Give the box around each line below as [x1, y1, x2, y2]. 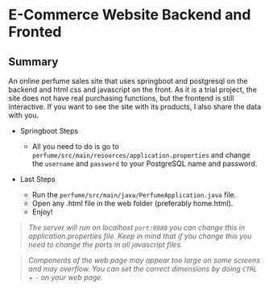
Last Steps [19, 175, 56, 184]
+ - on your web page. [27, 272, 103, 282]
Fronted [8, 23, 62, 41]
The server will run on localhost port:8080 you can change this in [27, 223, 246, 232]
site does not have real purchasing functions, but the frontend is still [8, 93, 234, 102]
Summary [8, 55, 59, 68]
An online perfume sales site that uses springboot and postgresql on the [8, 77, 248, 85]
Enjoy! [31, 207, 53, 217]
